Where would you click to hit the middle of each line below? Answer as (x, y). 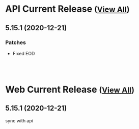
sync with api (19, 120)
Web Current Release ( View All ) (70, 90)
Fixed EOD (24, 53)
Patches (16, 42)
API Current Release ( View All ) (67, 9)
